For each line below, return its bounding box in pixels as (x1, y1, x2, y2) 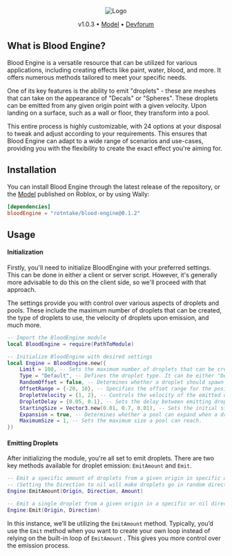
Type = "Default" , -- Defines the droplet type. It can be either (19, 373, 215, 380)
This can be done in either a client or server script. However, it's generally (7, 270, 217, 279)
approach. (7, 285, 37, 293)
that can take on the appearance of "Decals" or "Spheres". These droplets (7, 93, 219, 102)
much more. (7, 321, 41, 329)
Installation (7, 164, 57, 176)
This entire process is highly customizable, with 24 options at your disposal (7, 122, 222, 130)
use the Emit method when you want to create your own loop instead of (7, 526, 211, 535)
